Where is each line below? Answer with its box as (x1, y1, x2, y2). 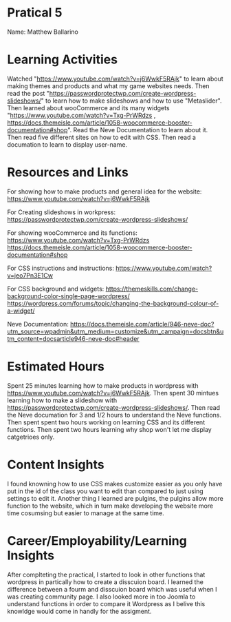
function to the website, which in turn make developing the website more (7, 501, 214, 510)
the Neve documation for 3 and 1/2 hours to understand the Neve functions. (7, 411, 222, 419)
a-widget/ (7, 307, 36, 315)
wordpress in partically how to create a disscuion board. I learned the (7, 577, 204, 586)
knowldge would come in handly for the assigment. (7, 607, 152, 615)
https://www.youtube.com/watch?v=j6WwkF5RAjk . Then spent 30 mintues (7, 388, 219, 397)
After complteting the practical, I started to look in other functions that (7, 570, 206, 579)
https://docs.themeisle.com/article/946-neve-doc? (69, 320, 214, 328)
